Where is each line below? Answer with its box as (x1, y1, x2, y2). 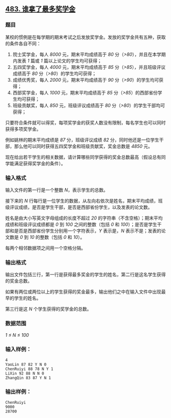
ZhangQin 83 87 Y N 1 (5, 375, 51, 380)
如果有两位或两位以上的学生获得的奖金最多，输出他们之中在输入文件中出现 (5, 289, 161, 295)
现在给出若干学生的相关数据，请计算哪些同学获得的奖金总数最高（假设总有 (5, 154, 161, 160)
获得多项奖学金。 (5, 126, 41, 132)
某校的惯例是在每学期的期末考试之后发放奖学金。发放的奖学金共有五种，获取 (5, 34, 166, 40)
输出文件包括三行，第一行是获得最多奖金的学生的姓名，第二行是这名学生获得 (5, 272, 166, 278)
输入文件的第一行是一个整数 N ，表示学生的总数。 (5, 187, 108, 193)
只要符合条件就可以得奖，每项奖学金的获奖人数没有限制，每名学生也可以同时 (5, 119, 166, 126)
